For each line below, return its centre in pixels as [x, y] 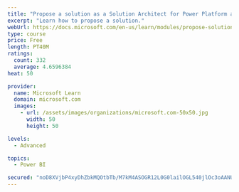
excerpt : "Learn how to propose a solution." [76, 21]
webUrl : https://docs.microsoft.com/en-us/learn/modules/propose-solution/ [122, 27]
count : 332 [30, 60]
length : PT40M [28, 47]
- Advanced [30, 145]
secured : [20, 178]
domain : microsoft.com [47, 100]
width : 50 [41, 119]
